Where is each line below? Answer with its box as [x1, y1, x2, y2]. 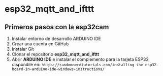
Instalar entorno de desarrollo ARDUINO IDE [11, 36, 101, 41]
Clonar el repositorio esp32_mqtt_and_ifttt [11, 51, 99, 57]
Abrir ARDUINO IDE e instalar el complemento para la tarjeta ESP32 [11, 57, 149, 62]
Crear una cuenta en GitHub [11, 41, 69, 47]
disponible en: [11, 62, 41, 67]
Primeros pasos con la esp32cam [4, 23, 109, 31]
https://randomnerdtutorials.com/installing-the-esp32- [41, 62, 159, 67]
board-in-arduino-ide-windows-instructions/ [11, 67, 105, 72]
